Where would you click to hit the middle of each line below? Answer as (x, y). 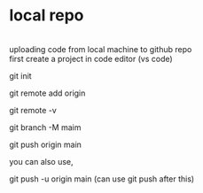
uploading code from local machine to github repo (101, 49)
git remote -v (33, 110)
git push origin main (46, 144)
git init (21, 75)
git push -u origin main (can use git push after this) (102, 179)
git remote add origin (47, 93)
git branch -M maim (45, 127)
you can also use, (41, 161)
